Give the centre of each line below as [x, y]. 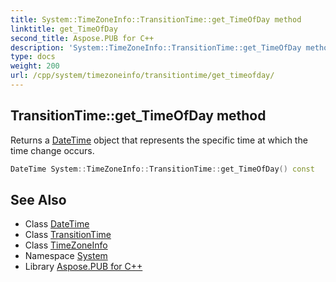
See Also [38, 199]
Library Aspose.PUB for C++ [83, 267]
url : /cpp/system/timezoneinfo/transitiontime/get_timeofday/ [142, 76]
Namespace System [66, 256]
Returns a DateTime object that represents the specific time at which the [159, 140]
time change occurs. [52, 150]
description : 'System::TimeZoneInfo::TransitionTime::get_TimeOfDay [156, 47]
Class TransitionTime [68, 235]
